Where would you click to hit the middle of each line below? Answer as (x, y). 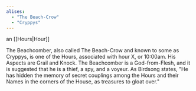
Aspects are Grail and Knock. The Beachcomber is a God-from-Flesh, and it (98, 63)
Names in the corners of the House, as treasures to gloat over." (83, 82)
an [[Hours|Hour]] (28, 39)
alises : (16, 11)
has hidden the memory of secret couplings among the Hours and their (92, 75)
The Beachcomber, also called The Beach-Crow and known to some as (93, 50)
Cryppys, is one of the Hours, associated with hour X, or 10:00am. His (91, 57)
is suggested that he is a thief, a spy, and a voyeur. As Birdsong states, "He (97, 69)
